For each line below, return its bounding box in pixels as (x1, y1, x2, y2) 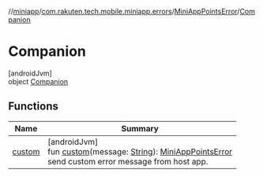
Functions (8, 100, 59, 113)
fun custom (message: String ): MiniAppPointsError (47, 146, 233, 157)
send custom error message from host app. (47, 156, 209, 167)
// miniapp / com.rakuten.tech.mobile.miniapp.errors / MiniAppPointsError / (8, 7, 240, 16)
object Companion (8, 76, 69, 86)
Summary (121, 123, 160, 134)
